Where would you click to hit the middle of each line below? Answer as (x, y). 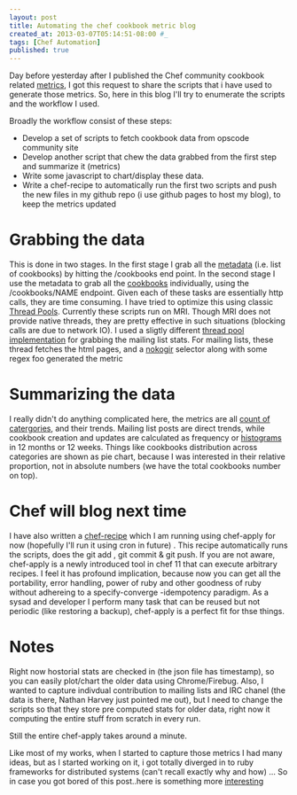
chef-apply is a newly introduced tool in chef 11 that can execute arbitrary (143, 564)
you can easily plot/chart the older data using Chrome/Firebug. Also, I (137, 681)
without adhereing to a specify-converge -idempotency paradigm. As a (139, 592)
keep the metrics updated (69, 204)
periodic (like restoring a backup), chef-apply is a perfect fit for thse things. (147, 611)
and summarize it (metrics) (71, 167)
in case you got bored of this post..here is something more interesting (137, 781)
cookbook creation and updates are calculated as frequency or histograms (145, 438)
